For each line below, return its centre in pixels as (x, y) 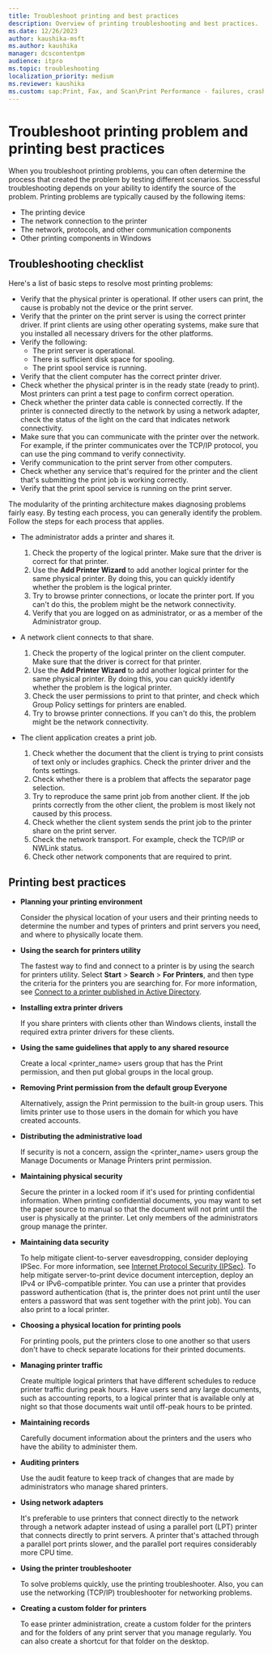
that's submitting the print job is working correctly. (104, 480)
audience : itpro (36, 62)
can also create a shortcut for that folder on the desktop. (115, 1641)
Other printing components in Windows (85, 238)
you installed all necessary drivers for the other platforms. (117, 334)
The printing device (53, 212)
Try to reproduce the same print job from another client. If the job (141, 797)
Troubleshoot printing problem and (128, 131)
